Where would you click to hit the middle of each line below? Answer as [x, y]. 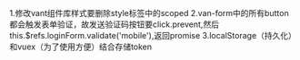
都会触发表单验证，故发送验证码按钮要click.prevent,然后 [115, 24]
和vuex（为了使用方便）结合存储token [81, 47]
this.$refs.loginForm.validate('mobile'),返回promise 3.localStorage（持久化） [151, 35]
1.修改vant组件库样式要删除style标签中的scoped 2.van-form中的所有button [149, 13]
